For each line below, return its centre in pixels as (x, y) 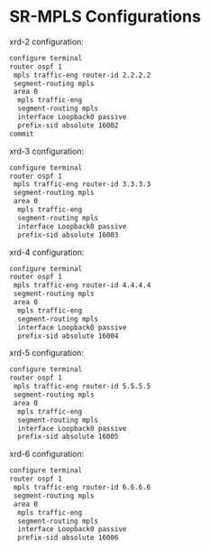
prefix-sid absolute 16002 (68, 125)
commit (22, 134)
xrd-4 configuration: (47, 252)
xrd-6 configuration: (47, 454)
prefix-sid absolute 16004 (68, 336)
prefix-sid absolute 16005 (68, 437)
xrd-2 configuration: (46, 42)
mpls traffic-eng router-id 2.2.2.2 (82, 75)
